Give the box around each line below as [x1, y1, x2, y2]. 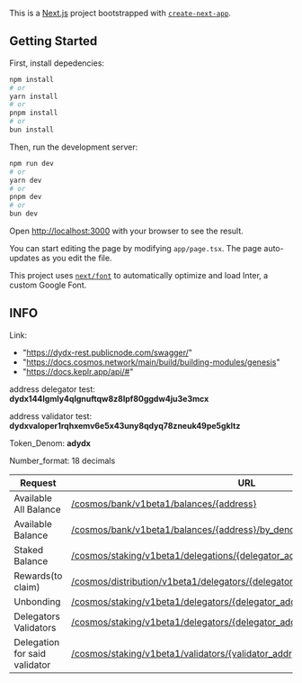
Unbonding [13, 595, 61, 607]
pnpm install [9, 108, 58, 118]
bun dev [9, 209, 39, 219]
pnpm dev [9, 193, 42, 202]
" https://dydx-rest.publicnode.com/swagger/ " [22, 347, 193, 358]
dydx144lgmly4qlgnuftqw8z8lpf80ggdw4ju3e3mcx [9, 393, 209, 404]
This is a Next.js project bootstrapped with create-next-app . [9, 8, 232, 18]
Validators [13, 621, 57, 633]
